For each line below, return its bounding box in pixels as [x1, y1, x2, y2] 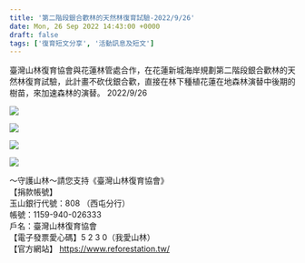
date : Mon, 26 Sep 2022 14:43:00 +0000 [9, 22, 161, 31]
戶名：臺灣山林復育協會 [9, 220, 97, 232]
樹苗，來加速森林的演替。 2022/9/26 [9, 87, 148, 98]
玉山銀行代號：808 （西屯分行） [9, 197, 131, 209]
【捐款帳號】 [9, 187, 57, 197]
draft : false [9, 30, 59, 39]
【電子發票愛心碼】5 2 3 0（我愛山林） [9, 232, 156, 243]
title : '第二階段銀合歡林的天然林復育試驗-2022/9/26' [9, 13, 195, 23]
